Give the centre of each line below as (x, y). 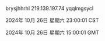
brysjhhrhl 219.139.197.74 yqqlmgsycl (50, 8)
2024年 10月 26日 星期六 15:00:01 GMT (52, 32)
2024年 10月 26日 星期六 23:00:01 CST (52, 20)
